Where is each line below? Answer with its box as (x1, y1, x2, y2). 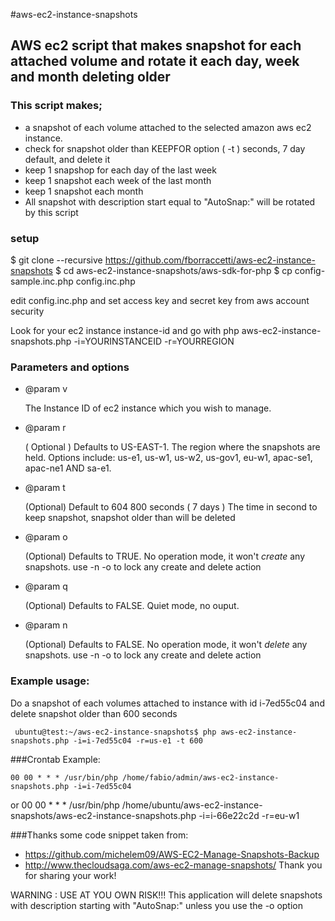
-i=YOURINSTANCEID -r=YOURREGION (73, 335, 235, 347)
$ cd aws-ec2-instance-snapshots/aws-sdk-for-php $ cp (54, 264, 293, 276)
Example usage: (10, 674, 90, 688)
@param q (24, 580, 68, 593)
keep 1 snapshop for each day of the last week (24, 164, 217, 176)
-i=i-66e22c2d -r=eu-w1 (198, 809, 300, 821)
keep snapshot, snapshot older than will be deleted (24, 512, 236, 524)
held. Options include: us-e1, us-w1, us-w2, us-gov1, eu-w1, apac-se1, (24, 452, 313, 464)
